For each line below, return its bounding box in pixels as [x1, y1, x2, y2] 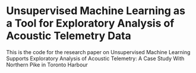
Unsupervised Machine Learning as [6, 4, 186, 18]
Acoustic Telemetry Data [6, 29, 132, 42]
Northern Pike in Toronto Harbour [6, 61, 88, 68]
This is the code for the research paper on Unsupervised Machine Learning [6, 48, 191, 55]
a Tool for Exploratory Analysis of [6, 16, 175, 30]
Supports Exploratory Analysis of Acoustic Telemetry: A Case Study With [6, 55, 185, 62]
